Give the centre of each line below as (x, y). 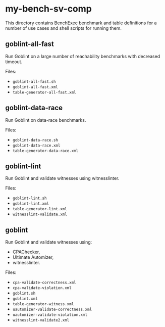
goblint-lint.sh (30, 198)
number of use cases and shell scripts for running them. (64, 28)
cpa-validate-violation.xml (42, 288)
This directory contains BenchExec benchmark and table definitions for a (81, 23)
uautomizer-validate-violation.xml (50, 315)
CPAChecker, (26, 252)
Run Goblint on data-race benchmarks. (46, 120)
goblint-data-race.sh (35, 140)
